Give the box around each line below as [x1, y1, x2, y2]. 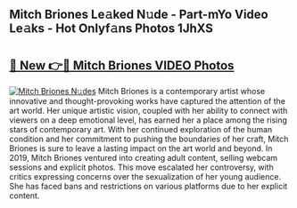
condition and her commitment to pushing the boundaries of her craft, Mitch [9, 133, 289, 144]
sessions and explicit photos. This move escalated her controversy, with [9, 162, 274, 172]
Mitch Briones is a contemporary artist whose [97, 86, 266, 96]
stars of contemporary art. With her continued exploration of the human [9, 124, 273, 134]
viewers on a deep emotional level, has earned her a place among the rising [9, 115, 288, 125]
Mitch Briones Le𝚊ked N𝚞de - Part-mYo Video [9, 7, 269, 22]
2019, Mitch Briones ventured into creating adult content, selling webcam [9, 153, 278, 163]
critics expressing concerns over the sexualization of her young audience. [9, 172, 282, 181]
